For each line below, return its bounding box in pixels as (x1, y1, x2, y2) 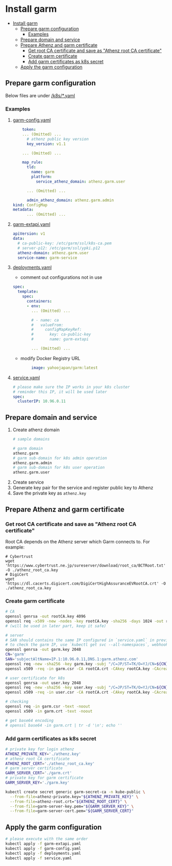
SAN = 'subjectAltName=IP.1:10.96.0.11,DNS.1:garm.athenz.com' (5, 657, 139, 662)
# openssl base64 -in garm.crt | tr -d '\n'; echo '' (5, 722, 123, 728)
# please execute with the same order (5, 837, 88, 842)
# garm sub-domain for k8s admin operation (12, 455, 107, 461)
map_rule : (22, 160, 43, 165)
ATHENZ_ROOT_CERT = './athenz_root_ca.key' (5, 761, 95, 766)
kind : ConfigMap (12, 202, 48, 207)
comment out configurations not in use (20, 274, 102, 280)
